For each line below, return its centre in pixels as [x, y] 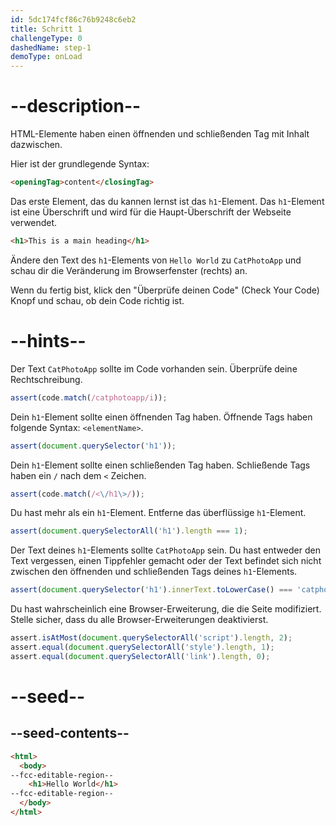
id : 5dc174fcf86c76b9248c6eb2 [73, 19]
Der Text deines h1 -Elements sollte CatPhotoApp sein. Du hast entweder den [165, 550]
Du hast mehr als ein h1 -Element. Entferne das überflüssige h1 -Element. [158, 513]
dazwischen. [36, 145]
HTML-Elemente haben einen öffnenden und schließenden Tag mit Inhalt [160, 134]
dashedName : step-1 [51, 47]
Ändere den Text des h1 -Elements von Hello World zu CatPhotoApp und [156, 260]
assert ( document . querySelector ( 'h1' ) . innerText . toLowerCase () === [151, 590]
